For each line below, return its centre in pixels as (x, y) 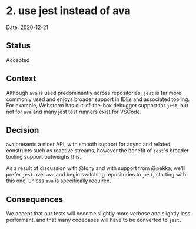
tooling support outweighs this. (44, 157)
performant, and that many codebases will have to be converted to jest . (94, 220)
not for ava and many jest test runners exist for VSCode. (74, 112)
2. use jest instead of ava (68, 11)
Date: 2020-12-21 (27, 27)
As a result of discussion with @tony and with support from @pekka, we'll (96, 168)
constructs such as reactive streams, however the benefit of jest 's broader (98, 151)
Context (21, 79)
